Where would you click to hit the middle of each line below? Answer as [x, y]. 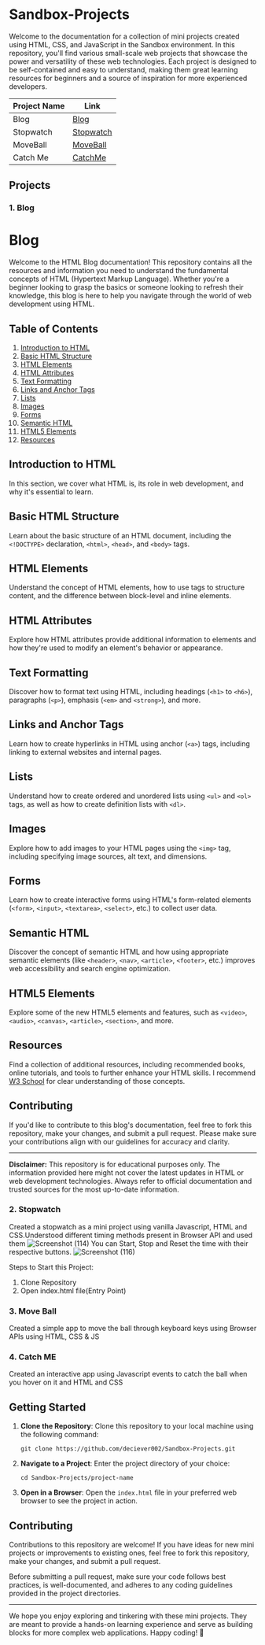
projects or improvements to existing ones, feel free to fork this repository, [129, 1553]
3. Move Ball [33, 1310]
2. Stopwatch [35, 1210]
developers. [28, 86]
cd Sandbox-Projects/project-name [77, 1478]
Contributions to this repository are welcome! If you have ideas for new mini [132, 1545]
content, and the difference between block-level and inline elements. [120, 596]
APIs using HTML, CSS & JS [54, 1336]
